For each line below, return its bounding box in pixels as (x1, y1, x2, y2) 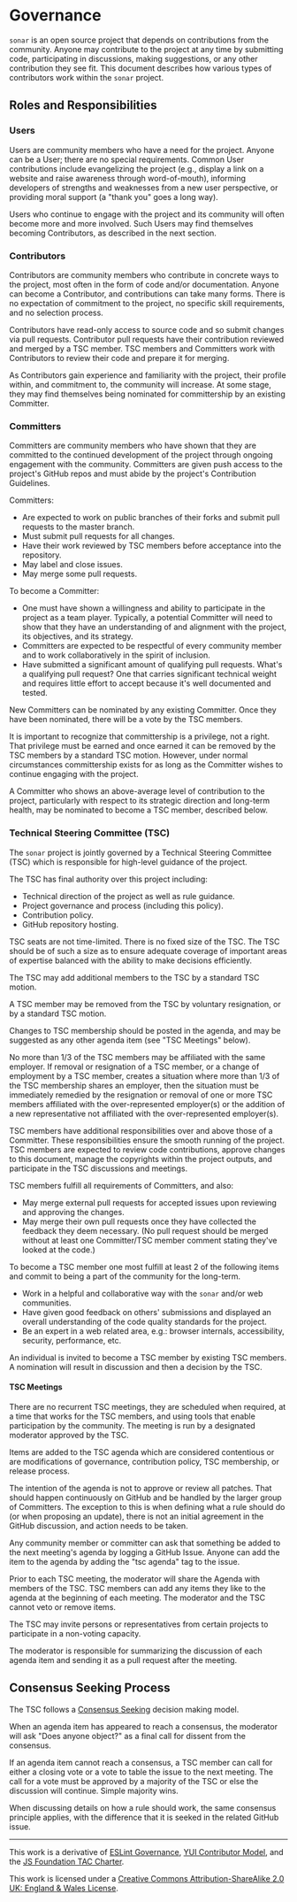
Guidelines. (9, 478, 50, 489)
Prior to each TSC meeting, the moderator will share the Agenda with (9, 1573, 261, 1584)
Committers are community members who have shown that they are (9, 440, 256, 451)
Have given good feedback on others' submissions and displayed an (21, 1306, 272, 1317)
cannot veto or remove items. (9, 1601, 117, 1612)
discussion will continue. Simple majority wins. (9, 1785, 179, 1796)
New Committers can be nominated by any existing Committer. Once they (9, 705, 277, 715)
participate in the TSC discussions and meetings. (9, 1163, 188, 1174)
